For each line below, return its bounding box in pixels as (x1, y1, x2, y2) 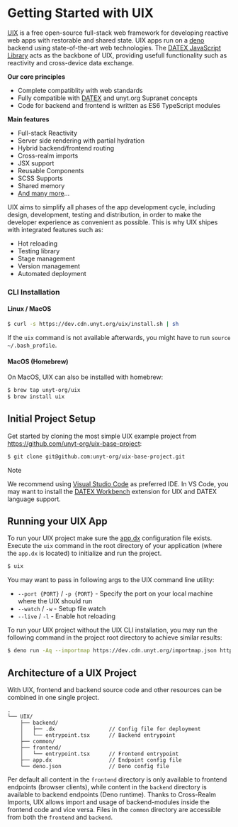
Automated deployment (17, 269, 86, 278)
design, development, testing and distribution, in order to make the (7, 210, 202, 219)
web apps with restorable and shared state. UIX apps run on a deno (7, 35, 205, 44)
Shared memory (17, 181, 65, 190)
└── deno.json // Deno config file (20, 762, 170, 770)
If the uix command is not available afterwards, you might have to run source (7, 333, 231, 341)
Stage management (17, 254, 76, 263)
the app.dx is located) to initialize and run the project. (7, 549, 162, 558)
